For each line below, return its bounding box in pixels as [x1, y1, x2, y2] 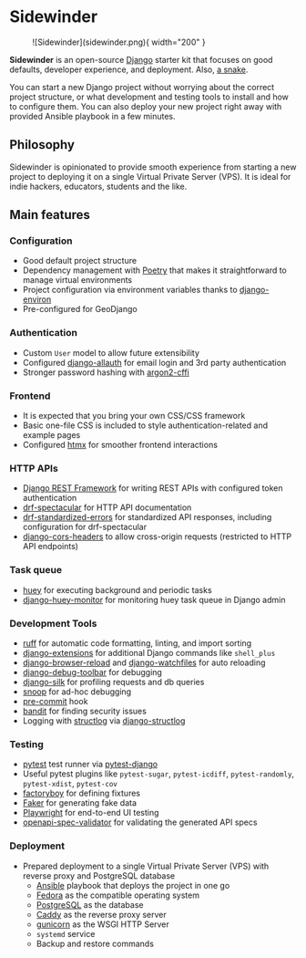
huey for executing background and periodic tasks [22, 584, 212, 595]
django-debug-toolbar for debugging [22, 666, 162, 677]
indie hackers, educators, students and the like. [9, 181, 188, 192]
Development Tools [9, 617, 97, 630]
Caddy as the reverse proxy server [36, 909, 167, 920]
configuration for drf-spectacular [22, 522, 148, 533]
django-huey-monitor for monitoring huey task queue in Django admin [22, 594, 286, 605]
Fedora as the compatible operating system [36, 890, 200, 901]
